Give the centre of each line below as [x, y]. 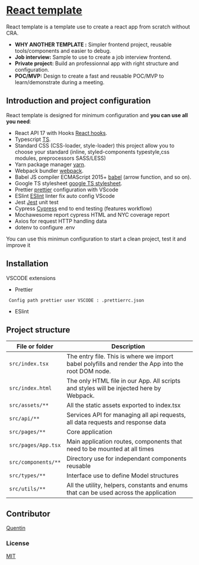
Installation [27, 264]
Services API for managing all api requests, [126, 415]
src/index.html [31, 388]
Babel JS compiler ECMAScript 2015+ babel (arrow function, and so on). [103, 177]
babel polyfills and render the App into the [125, 364]
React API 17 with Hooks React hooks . [61, 133]
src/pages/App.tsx [35, 445]
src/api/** [24, 419]
